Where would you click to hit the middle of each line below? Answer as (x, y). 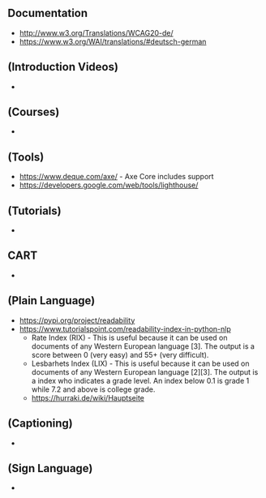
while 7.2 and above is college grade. (93, 389)
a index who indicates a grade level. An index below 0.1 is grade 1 (140, 380)
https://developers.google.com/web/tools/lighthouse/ (109, 185)
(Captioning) (41, 424)
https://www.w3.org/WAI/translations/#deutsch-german (113, 41)
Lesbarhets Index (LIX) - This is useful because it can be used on (140, 363)
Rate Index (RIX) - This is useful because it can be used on (129, 337)
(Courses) (34, 112)
